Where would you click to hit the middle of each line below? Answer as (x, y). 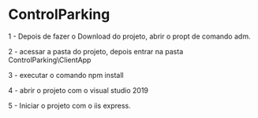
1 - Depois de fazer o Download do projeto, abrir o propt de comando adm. (129, 36)
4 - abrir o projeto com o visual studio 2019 (78, 90)
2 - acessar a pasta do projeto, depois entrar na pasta (96, 51)
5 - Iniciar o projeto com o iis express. (70, 105)
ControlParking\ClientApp (50, 60)
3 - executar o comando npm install (66, 75)
